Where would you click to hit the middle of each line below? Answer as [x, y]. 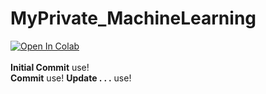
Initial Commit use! [50, 67]
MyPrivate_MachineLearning [133, 18]
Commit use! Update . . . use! [71, 78]
